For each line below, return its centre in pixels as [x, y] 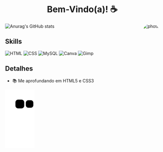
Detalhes [19, 69]
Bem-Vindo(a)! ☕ [82, 9]
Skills [13, 42]
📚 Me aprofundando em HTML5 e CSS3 [53, 80]
